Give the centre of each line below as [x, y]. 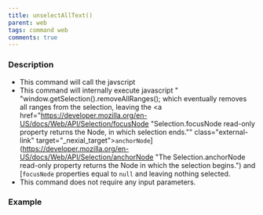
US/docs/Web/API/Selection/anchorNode [86, 157]
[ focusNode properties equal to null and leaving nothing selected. [125, 173]
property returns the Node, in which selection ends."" [106, 132]
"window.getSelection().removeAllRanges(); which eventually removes [133, 98]
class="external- [221, 132]
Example [25, 202]
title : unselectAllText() [50, 15]
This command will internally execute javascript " [99, 90]
